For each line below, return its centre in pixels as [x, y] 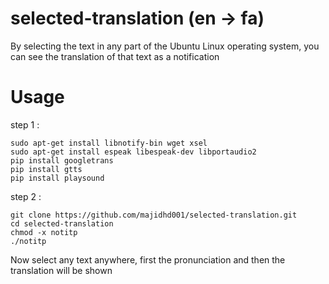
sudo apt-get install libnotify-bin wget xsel [109, 143]
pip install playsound [57, 178]
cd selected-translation [62, 223]
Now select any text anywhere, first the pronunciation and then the [148, 259]
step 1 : [25, 124]
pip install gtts [46, 169]
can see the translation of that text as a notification [115, 56]
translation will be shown [61, 270]
